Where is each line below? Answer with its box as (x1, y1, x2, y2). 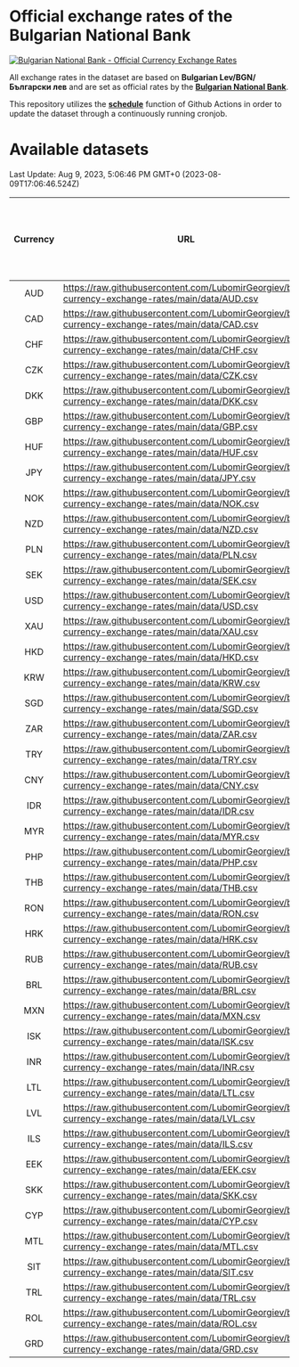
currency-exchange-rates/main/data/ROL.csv (62, 1317, 258, 1330)
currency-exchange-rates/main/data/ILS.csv (62, 1138, 254, 1150)
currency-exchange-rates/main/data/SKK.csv (62, 1189, 258, 1201)
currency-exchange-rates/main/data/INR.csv (62, 1060, 255, 1073)
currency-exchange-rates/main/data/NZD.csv (62, 523, 259, 536)
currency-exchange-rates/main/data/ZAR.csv (62, 728, 258, 741)
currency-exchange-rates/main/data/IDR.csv (62, 805, 255, 817)
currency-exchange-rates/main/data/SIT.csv (62, 1265, 254, 1278)
